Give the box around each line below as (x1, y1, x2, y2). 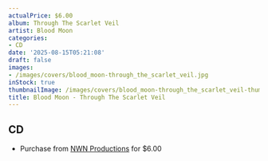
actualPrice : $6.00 (8, 11, 73, 20)
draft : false (8, 57, 52, 65)
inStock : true (8, 78, 56, 86)
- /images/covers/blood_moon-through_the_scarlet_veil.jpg (8, 71, 209, 79)
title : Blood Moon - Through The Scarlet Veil (8, 93, 166, 101)
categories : (8, 33, 48, 42)
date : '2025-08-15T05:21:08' (8, 49, 105, 57)
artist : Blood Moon (8, 26, 73, 34)
